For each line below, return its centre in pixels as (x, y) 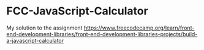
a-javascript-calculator (35, 40)
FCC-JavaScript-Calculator (77, 11)
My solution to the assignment (44, 28)
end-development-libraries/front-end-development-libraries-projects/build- (102, 34)
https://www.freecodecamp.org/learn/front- (139, 28)
